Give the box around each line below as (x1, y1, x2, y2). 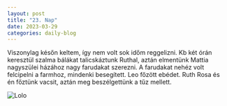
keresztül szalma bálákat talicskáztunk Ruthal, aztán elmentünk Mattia (7, 56, 209, 64)
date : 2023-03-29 (7, 23, 58, 30)
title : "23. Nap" (7, 17, 58, 24)
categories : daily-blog (7, 29, 77, 37)
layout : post (7, 10, 45, 17)
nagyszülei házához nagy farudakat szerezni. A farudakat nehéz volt (7, 63, 205, 71)
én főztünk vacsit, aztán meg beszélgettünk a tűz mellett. (7, 78, 173, 87)
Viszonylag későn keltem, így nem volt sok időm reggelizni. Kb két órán (7, 48, 212, 57)
